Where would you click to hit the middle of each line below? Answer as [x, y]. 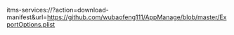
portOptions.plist [31, 24]
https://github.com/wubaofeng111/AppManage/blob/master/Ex [137, 17]
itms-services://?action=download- [58, 10]
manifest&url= [27, 17]
